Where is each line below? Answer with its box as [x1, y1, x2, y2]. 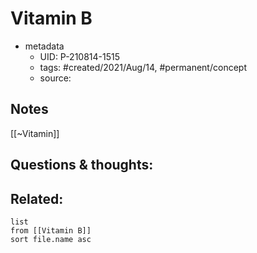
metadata [24, 40, 65, 52]
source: [39, 72, 72, 84]
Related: [10, 190, 64, 207]
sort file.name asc [10, 234, 92, 244]
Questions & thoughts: [10, 157, 154, 174]
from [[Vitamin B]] [10, 225, 92, 236]
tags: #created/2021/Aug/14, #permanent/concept [39, 61, 247, 73]
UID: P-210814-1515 [39, 50, 121, 62]
